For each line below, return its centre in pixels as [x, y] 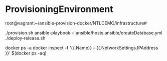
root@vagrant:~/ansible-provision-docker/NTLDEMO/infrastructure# [76, 23]
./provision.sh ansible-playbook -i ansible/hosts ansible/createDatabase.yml [84, 32]
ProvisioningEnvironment [59, 9]
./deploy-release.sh [25, 38]
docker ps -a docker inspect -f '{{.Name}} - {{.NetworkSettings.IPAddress [82, 47]
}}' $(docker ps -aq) [26, 53]
